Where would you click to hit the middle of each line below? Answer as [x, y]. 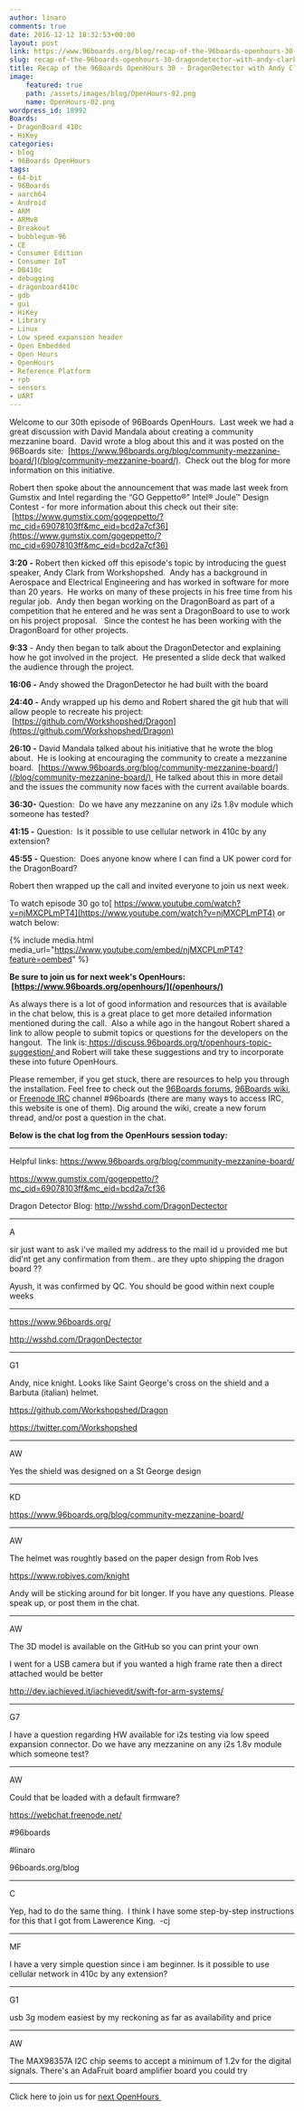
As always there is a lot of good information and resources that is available [148, 1004]
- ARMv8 [24, 219]
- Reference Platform [50, 371]
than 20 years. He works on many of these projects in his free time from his [151, 592]
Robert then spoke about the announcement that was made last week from [149, 488]
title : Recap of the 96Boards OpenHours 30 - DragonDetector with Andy [147, 69]
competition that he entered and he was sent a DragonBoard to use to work [150, 611]
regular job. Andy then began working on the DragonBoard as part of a [142, 601]
